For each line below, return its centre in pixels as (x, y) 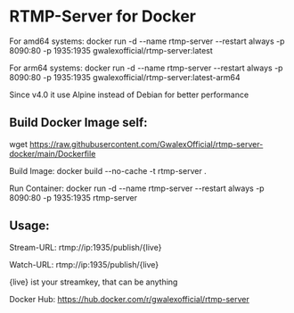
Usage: (30, 226)
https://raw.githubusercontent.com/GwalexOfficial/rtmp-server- (147, 144)
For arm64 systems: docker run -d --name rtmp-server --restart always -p (146, 68)
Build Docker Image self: (79, 123)
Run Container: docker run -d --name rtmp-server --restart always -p (137, 188)
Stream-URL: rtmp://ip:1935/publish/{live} (86, 247)
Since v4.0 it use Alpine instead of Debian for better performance (129, 95)
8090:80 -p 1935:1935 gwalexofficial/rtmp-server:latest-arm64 (125, 77)
